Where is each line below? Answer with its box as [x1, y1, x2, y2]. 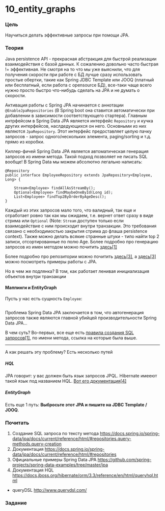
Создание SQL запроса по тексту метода [12, 431, 99, 437]
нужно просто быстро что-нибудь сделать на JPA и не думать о [5, 87, 140, 93]
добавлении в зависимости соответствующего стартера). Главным [5, 112, 147, 118]
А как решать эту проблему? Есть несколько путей [5, 349, 113, 355]
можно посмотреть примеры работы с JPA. [5, 258, 97, 264]
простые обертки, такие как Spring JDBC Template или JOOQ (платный [5, 76, 154, 82]
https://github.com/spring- [97, 457, 152, 463]
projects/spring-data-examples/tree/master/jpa [12, 462, 108, 468]
